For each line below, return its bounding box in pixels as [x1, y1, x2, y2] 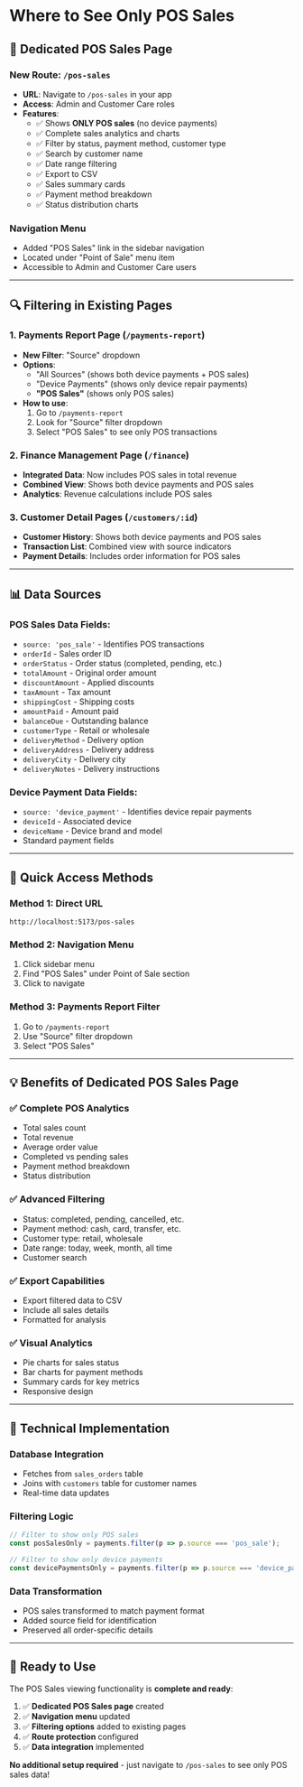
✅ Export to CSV [35, 168, 98, 179]
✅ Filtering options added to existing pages [22, 1721, 187, 1732]
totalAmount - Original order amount [22, 667, 157, 678]
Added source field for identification [22, 1615, 158, 1626]
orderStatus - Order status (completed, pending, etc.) [22, 658, 223, 669]
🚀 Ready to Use [9, 1659, 96, 1675]
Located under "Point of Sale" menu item [22, 252, 176, 263]
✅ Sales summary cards [35, 178, 126, 190]
